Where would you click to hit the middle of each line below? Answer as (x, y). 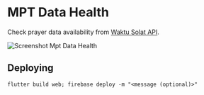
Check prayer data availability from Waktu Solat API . (83, 32)
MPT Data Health (58, 12)
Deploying (30, 68)
